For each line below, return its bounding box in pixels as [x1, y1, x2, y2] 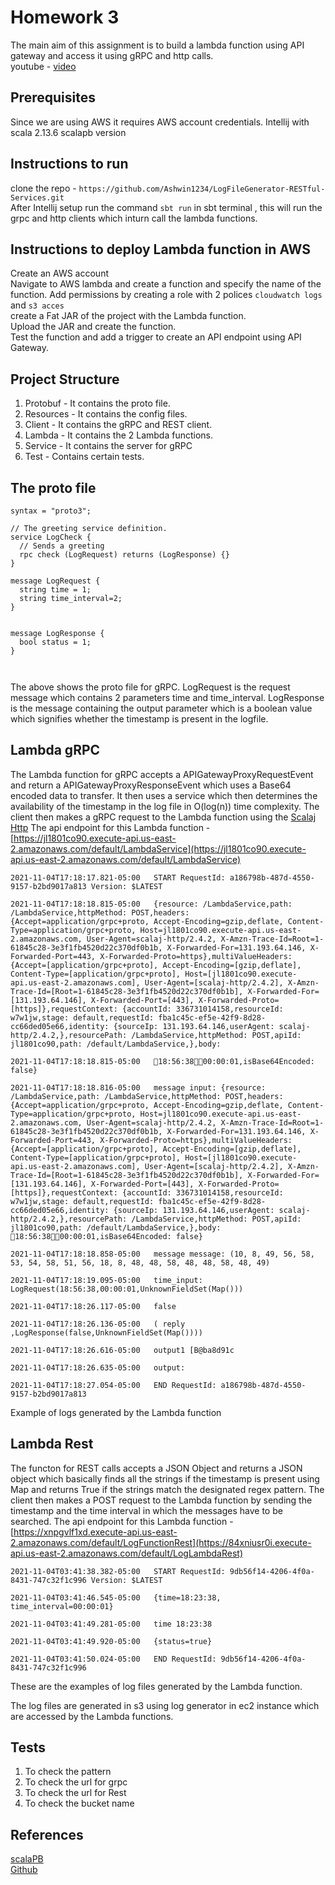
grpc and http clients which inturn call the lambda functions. [10, 212, 258, 224]
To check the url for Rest [24, 1787, 127, 1799]
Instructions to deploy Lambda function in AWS [10, 241, 311, 258]
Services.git [10, 192, 65, 203]
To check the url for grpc [24, 1776, 128, 1788]
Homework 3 [10, 6, 120, 29]
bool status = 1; [19, 637, 92, 647]
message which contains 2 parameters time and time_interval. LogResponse [10, 692, 325, 703]
